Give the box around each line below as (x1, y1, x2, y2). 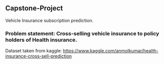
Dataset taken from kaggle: (5, 48, 62, 54)
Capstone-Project (5, 4, 63, 13)
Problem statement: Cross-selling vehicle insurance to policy (5, 30, 159, 37)
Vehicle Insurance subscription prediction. (5, 17, 94, 23)
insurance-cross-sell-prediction (5, 53, 72, 59)
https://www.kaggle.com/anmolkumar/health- (62, 48, 159, 54)
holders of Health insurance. (5, 36, 78, 43)
